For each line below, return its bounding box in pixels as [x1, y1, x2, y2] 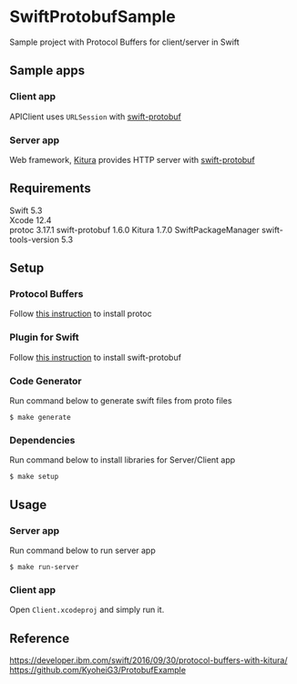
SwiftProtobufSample [9, 6, 176, 27]
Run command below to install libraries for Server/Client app [9, 454, 236, 465]
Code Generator [9, 374, 82, 387]
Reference [9, 630, 70, 646]
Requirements [9, 180, 91, 197]
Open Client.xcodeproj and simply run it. [9, 604, 165, 616]
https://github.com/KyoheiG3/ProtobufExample [9, 665, 187, 676]
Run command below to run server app [9, 545, 157, 556]
